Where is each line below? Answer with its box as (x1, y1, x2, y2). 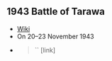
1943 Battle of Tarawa (6, 6, 106, 18)
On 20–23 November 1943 (16, 32, 94, 40)
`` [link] (34, 45, 56, 54)
